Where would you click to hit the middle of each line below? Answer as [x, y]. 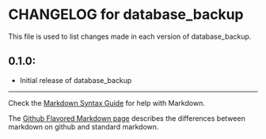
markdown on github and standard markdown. [84, 126]
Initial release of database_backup [76, 80]
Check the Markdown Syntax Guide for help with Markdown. [107, 103]
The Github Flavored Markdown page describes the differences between [127, 118]
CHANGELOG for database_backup [126, 15]
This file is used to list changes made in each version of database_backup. [130, 36]
